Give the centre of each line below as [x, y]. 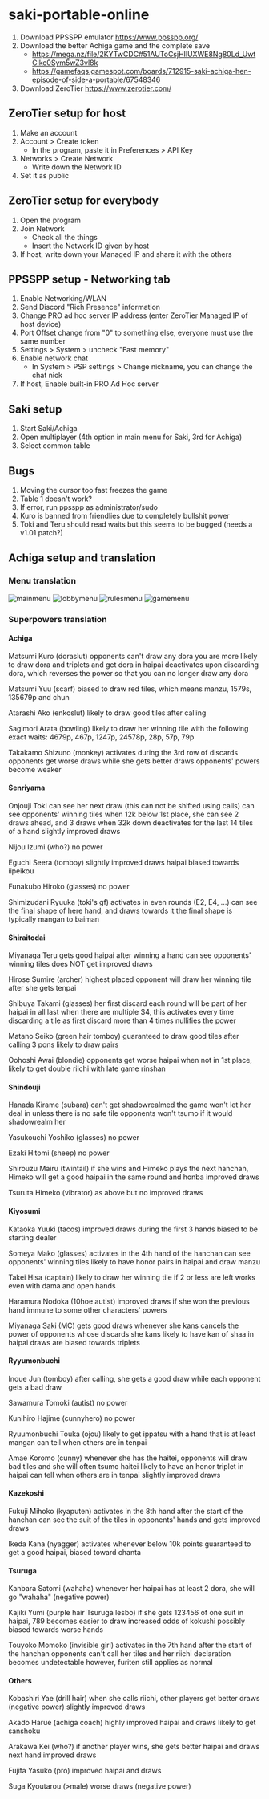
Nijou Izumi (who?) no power [56, 847]
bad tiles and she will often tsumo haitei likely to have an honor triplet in [126, 1466]
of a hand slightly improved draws [64, 832]
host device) [40, 324]
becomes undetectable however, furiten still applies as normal [111, 1663]
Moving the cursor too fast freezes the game [94, 490]
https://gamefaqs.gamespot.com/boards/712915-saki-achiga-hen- [141, 71]
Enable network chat [54, 358]
